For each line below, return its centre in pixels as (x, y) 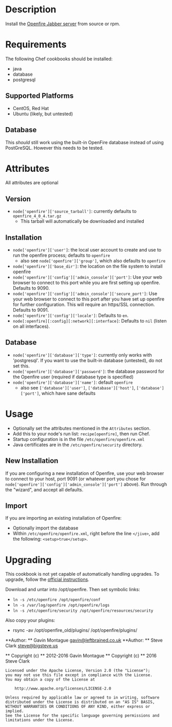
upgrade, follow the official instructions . (47, 579)
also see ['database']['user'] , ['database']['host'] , (78, 387)
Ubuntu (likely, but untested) (43, 114)
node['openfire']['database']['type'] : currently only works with (82, 355)
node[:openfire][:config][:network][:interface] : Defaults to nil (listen (90, 321)
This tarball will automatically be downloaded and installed (82, 221)
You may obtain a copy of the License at (50, 680)
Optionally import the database (45, 528)
